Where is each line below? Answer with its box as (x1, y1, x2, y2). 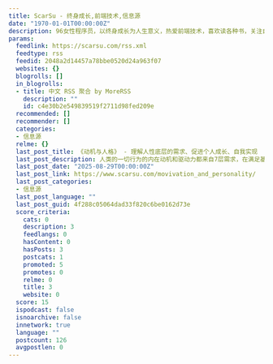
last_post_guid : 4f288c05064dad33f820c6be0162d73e (15, 200, 191, 208)
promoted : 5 (23, 260, 63, 268)
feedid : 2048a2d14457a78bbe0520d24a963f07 (15, 58, 162, 66)
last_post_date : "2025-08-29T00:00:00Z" (15, 163, 154, 171)
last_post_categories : (15, 178, 93, 186)
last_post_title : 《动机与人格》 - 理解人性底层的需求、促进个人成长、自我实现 (15, 148, 258, 156)
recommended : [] (15, 110, 71, 118)
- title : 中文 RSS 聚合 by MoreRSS (15, 87, 132, 96)
